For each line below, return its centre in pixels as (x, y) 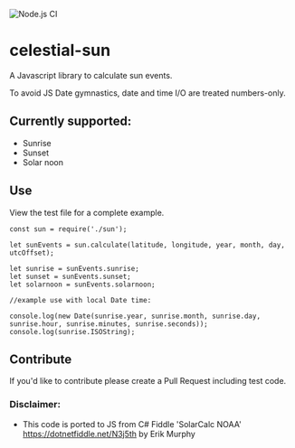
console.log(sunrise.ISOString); (72, 331)
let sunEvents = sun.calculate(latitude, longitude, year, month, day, (147, 245)
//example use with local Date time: (81, 300)
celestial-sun (60, 51)
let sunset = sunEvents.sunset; (70, 276)
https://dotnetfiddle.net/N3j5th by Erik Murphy (109, 434)
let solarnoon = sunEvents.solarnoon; (82, 285)
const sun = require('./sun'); (68, 229)
